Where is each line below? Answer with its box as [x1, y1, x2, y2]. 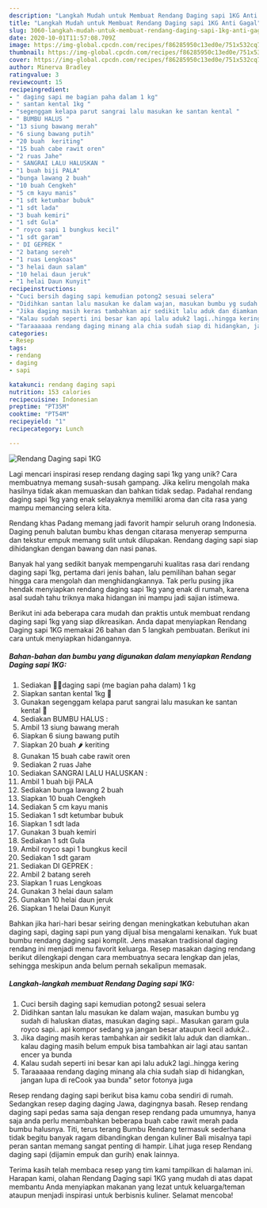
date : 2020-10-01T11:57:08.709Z [9, 33, 116, 42]
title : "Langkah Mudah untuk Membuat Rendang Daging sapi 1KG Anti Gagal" [9, 19, 261, 27]
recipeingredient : [9, 85, 70, 94]
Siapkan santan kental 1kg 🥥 [20, 688, 113, 698]
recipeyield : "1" [9, 418, 67, 426]
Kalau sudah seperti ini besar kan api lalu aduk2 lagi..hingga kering [20, 1058, 239, 1067]
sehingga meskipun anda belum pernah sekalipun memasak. [9, 961, 207, 970]
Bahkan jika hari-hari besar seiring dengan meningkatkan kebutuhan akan [9, 919, 250, 928]
